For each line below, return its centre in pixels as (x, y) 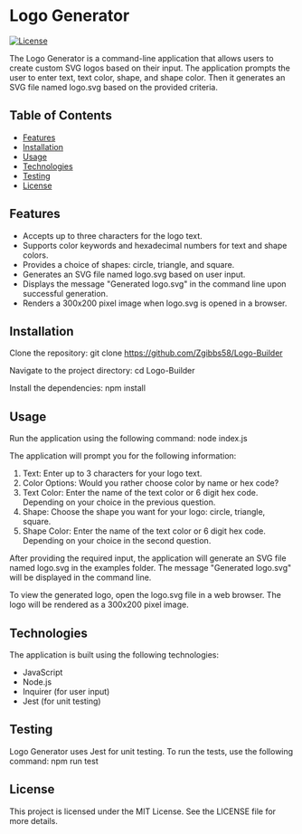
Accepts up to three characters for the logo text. (113, 235)
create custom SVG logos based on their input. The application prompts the (150, 68)
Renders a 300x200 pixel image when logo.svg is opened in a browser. (155, 303)
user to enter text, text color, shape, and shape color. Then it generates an (147, 77)
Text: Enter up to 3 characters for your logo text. (112, 474)
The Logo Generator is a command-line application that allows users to (142, 58)
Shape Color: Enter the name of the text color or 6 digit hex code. (144, 531)
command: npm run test (54, 761)
